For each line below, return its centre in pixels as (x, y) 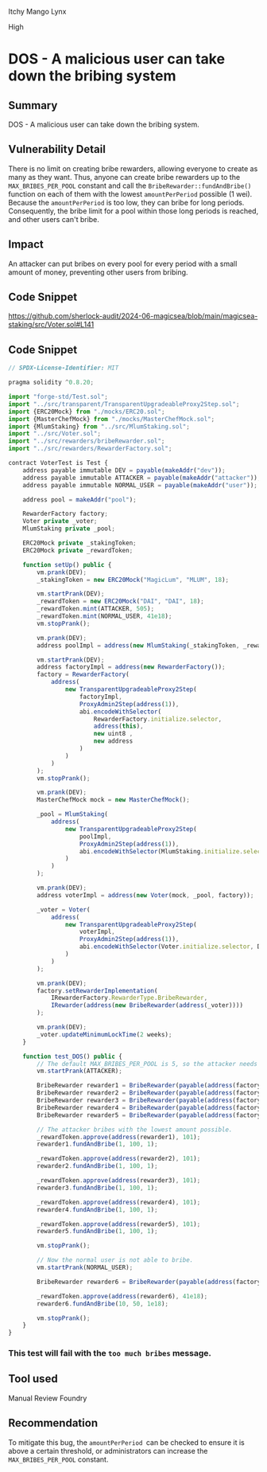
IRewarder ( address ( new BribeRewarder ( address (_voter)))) (147, 1005)
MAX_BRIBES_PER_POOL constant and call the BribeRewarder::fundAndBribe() (130, 185)
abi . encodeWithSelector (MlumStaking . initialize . (161, 851)
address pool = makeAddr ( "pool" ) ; (79, 500)
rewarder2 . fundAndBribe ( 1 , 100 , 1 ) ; (97, 1166)
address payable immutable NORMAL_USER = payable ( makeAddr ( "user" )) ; (140, 485)
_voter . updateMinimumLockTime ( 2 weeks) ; (104, 1034)
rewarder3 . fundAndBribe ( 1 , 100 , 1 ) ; (97, 1188)
